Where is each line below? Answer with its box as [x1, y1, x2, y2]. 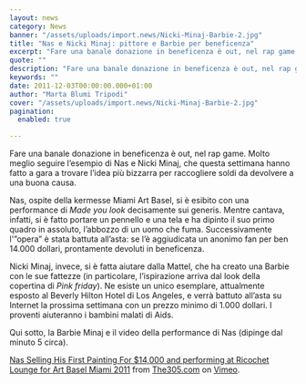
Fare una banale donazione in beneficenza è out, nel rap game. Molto [9, 148, 270, 160]
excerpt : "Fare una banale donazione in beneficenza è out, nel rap [9, 47, 275, 57]
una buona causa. [9, 177, 77, 188]
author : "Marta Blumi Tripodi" [9, 89, 128, 99]
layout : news [9, 13, 59, 23]
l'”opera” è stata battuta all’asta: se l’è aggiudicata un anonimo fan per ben [9, 234, 289, 244]
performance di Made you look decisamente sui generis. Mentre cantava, [9, 204, 285, 215]
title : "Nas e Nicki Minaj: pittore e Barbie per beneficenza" [9, 38, 255, 48]
